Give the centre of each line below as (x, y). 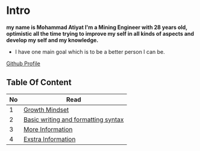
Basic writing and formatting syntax (74, 120)
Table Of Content (39, 82)
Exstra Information (50, 139)
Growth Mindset (46, 109)
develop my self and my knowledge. (52, 40)
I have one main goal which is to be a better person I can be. (90, 51)
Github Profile (23, 63)
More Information (48, 129)
